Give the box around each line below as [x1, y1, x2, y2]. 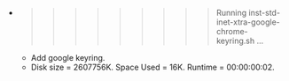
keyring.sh [215, 35, 255, 46]
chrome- [215, 26, 248, 36]
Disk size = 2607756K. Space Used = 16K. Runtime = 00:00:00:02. [30, 62, 275, 72]
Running [215, 8, 247, 18]
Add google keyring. [30, 53, 105, 63]
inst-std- [247, 8, 281, 18]
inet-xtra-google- [215, 17, 281, 27]
